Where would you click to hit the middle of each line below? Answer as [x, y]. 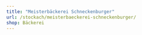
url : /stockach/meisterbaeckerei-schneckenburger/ [71, 17]
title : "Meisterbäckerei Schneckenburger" [60, 12]
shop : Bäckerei [25, 23]
